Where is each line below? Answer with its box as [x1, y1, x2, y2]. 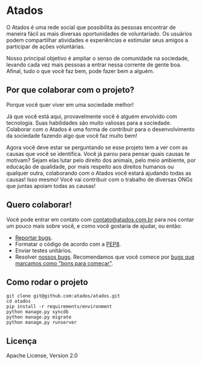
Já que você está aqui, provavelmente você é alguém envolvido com [6, 112, 177, 120]
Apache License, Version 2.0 [6, 352, 78, 360]
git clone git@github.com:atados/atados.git [6, 293, 120, 299]
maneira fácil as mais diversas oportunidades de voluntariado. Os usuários [6, 30, 192, 37]
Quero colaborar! [6, 200, 73, 210]
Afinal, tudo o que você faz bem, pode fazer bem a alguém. [6, 67, 154, 74]
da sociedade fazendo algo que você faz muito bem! [6, 132, 137, 139]
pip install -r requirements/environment [6, 303, 112, 310]
